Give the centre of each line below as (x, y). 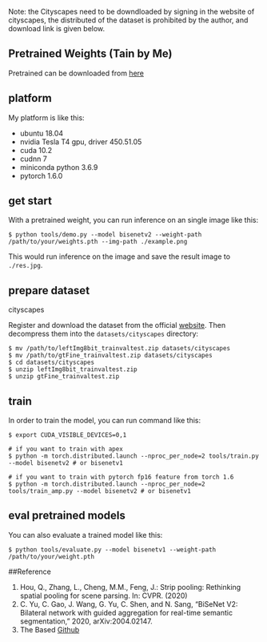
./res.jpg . (26, 265)
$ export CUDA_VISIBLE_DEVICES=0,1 (68, 435)
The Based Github (50, 629)
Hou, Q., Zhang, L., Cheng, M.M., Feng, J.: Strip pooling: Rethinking (130, 587)
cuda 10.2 (36, 150)
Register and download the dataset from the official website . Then (117, 325)
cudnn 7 (34, 159)
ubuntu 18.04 (42, 133)
